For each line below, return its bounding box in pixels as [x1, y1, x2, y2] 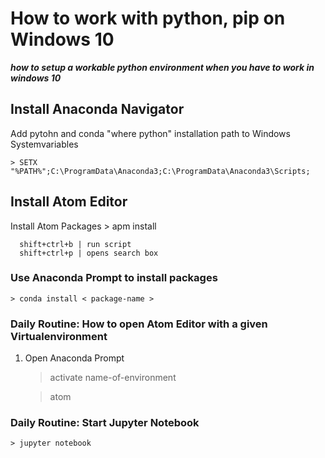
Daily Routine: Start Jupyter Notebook [10, 416, 200, 430]
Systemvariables [10, 138, 79, 150]
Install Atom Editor [10, 193, 128, 211]
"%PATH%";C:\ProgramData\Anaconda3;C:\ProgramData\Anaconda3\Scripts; [10, 166, 311, 176]
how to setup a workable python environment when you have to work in [10, 61, 315, 73]
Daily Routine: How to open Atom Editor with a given [10, 317, 268, 331]
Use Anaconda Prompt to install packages [10, 271, 218, 285]
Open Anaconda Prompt [24, 352, 125, 364]
